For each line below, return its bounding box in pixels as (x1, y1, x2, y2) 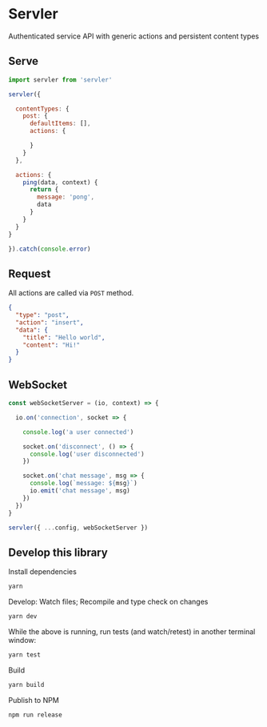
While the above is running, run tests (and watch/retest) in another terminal (8, 626, 256, 637)
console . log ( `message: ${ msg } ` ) (29, 480, 137, 488)
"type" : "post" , (15, 311, 70, 319)
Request (8, 267, 51, 280)
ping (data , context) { (22, 178, 98, 187)
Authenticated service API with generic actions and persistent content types (8, 31, 260, 41)
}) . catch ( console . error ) (8, 245, 91, 253)
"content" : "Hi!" (22, 341, 81, 349)
